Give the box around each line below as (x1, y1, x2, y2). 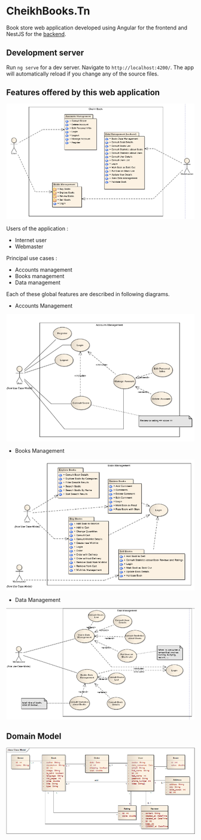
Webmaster (14, 243, 44, 250)
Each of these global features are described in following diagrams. (6, 291, 170, 298)
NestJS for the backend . (6, 30, 66, 37)
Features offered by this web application (6, 88, 160, 98)
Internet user (14, 237, 47, 244)
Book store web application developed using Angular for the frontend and (6, 24, 187, 31)
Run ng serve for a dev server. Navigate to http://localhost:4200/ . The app (6, 64, 194, 71)
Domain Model (6, 731, 62, 742)
